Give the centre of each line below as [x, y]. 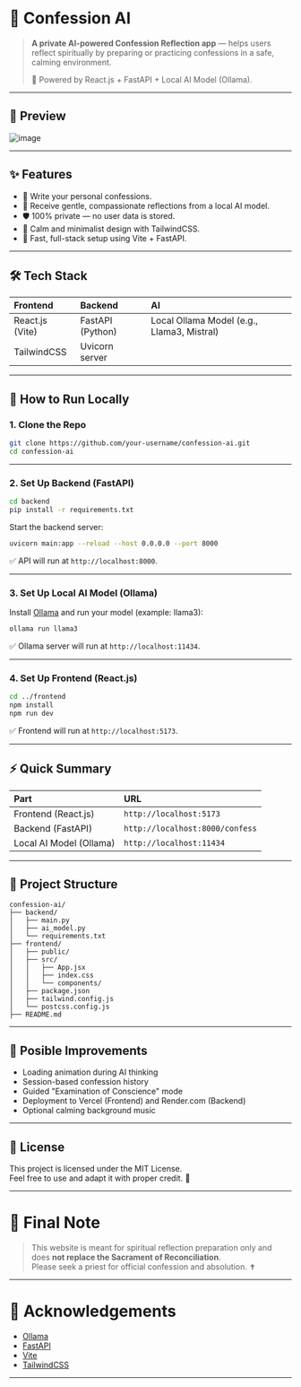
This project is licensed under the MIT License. [96, 1169]
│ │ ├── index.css [52, 976]
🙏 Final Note [55, 1223]
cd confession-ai [42, 451]
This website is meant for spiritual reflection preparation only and [151, 1248]
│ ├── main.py [39, 920]
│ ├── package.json [50, 991]
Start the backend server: [56, 527]
